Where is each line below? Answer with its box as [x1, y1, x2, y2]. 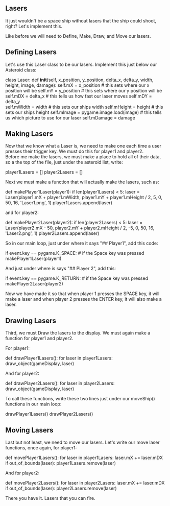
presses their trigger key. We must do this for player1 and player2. [5, 148, 144, 155]
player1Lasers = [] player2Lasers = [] [5, 169, 83, 175]
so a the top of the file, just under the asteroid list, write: [5, 159, 124, 165]
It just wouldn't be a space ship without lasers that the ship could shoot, [5, 17, 157, 23]
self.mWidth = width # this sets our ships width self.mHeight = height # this [5, 104, 163, 110]
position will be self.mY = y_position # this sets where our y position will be [5, 87, 162, 93]
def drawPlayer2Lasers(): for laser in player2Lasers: [5, 380, 115, 387]
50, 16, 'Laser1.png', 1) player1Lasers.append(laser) [5, 200, 113, 206]
